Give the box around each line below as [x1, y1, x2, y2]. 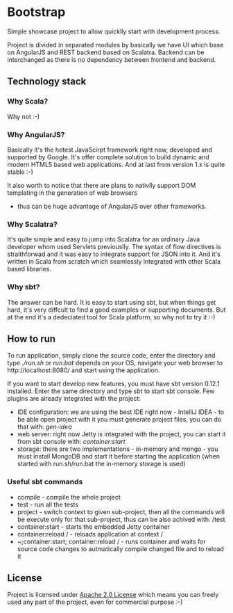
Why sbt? [7, 282, 40, 292]
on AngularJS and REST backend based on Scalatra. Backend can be [7, 48, 205, 56]
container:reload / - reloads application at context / [17, 530, 164, 538]
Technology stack [7, 76, 87, 88]
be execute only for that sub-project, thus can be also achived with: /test [17, 515, 225, 523]
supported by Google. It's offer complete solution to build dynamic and [7, 152, 209, 161]
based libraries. [7, 265, 52, 273]
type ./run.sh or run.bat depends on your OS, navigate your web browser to [7, 359, 223, 367]
